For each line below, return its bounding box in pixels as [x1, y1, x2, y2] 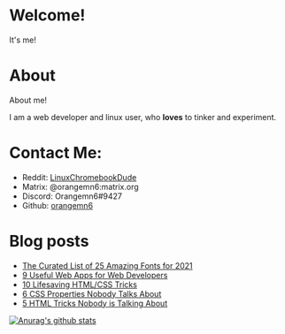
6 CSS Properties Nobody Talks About [21, 288, 162, 299]
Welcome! [9, 5, 86, 26]
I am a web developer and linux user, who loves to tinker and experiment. [9, 111, 277, 122]
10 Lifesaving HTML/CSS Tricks [21, 279, 137, 290]
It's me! [9, 34, 37, 45]
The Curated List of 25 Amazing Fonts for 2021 [21, 260, 193, 270]
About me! [9, 95, 47, 105]
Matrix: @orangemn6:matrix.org [21, 181, 139, 192]
